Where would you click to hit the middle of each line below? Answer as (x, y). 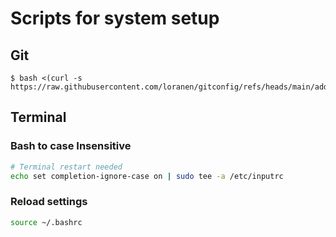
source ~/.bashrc (46, 222)
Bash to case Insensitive (71, 146)
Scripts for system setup (115, 18)
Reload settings (49, 202)
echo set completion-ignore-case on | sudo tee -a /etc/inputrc (147, 176)
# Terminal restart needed (66, 167)
